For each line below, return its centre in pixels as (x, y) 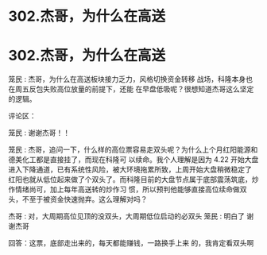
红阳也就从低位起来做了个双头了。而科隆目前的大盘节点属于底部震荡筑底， (130, 180)
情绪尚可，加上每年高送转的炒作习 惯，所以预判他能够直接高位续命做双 (131, 189)
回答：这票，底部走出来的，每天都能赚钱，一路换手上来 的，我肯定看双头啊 (131, 243)
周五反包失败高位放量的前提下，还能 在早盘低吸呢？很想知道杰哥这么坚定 (134, 89)
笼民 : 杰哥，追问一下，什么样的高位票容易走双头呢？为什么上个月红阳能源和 (133, 150)
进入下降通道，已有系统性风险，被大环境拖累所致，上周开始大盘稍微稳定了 (130, 170)
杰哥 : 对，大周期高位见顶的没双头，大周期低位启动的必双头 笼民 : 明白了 (126, 216)
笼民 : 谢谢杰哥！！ (39, 133)
